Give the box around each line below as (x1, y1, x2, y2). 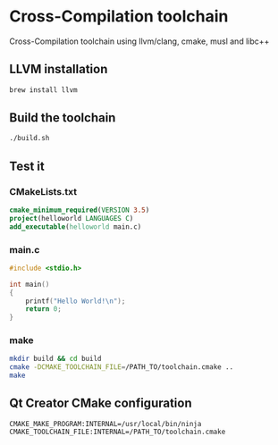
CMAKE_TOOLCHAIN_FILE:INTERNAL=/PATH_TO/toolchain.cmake (9, 427, 226, 436)
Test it (9, 158, 45, 173)
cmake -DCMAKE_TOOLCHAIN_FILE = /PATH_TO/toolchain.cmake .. (9, 363, 234, 372)
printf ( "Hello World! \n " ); (25, 297, 126, 306)
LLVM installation (9, 62, 108, 77)
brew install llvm (9, 85, 78, 95)
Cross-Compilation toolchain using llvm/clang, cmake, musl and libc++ (9, 36, 270, 46)
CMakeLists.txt (9, 185, 78, 197)
